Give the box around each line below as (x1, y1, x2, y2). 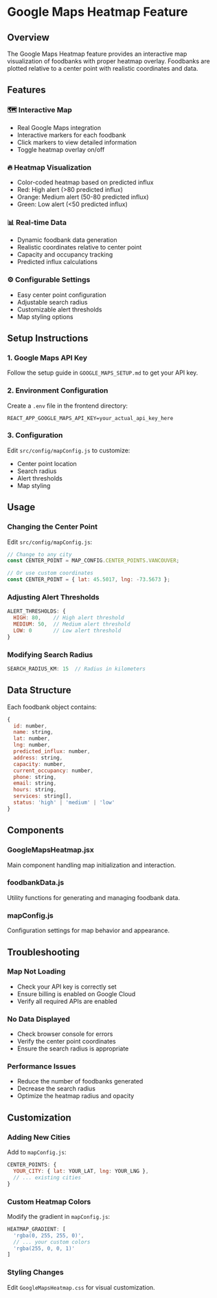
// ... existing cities (13, 1174, 81, 1181)
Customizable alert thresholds (16, 305, 102, 313)
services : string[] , (13, 793, 72, 800)
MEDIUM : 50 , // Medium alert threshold (13, 621, 130, 628)
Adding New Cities (7, 1132, 71, 1142)
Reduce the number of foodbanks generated (16, 1077, 144, 1086)
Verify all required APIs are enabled (16, 997, 118, 1005)
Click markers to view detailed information (16, 138, 137, 146)
